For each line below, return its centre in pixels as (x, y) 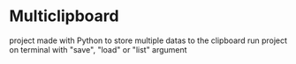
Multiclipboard (64, 16)
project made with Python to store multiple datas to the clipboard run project (148, 40)
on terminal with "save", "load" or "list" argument (98, 49)
